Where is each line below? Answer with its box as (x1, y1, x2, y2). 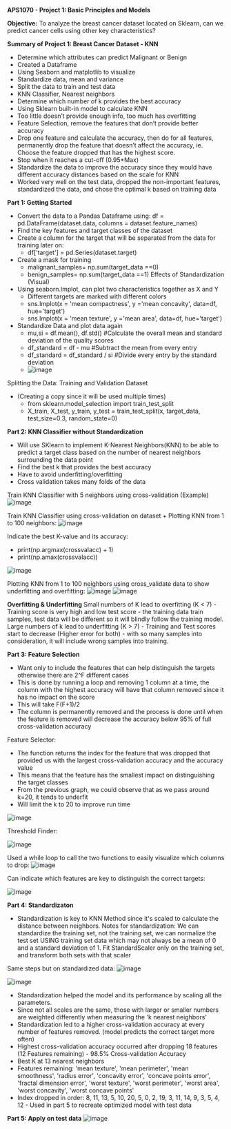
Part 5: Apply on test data (7, 1115, 82, 1122)
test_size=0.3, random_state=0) (27, 414, 118, 423)
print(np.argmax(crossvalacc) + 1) (17, 546, 114, 553)
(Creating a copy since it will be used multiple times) (17, 392, 167, 400)
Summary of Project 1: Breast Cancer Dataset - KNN (7, 40, 159, 48)
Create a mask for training (17, 256, 92, 264)
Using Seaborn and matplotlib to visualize (17, 68, 136, 76)
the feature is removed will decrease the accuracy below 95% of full (17, 715, 212, 723)
